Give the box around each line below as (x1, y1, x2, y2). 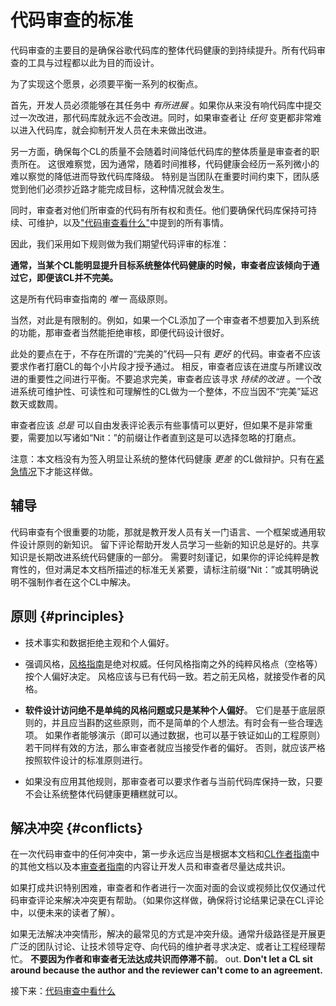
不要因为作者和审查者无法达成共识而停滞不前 (29, 953, 215, 965)
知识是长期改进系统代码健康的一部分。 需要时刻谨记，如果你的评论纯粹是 (10, 551, 311, 563)
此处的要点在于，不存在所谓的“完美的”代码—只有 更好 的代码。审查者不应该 (10, 347, 322, 360)
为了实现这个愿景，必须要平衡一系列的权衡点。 (10, 77, 203, 90)
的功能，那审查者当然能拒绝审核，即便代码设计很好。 (10, 326, 230, 338)
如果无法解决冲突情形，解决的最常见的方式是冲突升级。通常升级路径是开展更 (10, 928, 326, 940)
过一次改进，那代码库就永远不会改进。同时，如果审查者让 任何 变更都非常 (10, 111, 313, 123)
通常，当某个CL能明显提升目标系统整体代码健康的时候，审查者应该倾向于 (10, 259, 312, 271)
